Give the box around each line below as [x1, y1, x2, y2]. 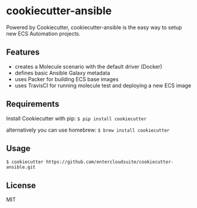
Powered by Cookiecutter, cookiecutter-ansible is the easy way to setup [6, 24, 182, 31]
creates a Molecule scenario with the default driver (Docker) [14, 63, 163, 70]
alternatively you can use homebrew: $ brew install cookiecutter [6, 126, 170, 133]
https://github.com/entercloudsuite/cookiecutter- [46, 159, 174, 165]
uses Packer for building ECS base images [14, 75, 119, 82]
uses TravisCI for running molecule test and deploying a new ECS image [14, 82, 192, 89]
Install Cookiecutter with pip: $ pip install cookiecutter [6, 114, 147, 122]
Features [6, 47, 40, 57]
